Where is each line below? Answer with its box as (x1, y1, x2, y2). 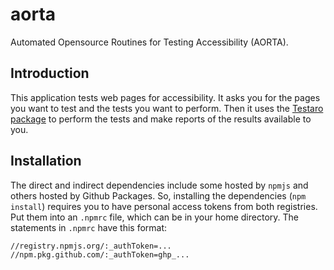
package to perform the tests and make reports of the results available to (10, 113, 312, 125)
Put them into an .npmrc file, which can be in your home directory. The (10, 211, 299, 223)
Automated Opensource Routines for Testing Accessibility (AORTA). (10, 36, 289, 48)
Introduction (10, 65, 90, 82)
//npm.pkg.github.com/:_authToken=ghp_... (10, 250, 190, 260)
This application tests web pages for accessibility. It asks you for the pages (10, 91, 321, 103)
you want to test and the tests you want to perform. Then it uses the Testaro (10, 102, 324, 114)
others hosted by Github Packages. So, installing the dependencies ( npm (10, 189, 307, 202)
